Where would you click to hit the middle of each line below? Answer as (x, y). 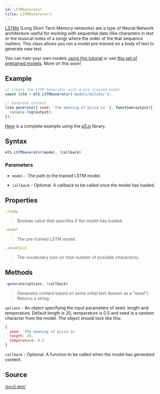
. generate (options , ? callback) (37, 284)
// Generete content (26, 103)
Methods (19, 272)
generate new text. (24, 49)
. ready (12, 212)
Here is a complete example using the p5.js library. (56, 126)
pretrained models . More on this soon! (43, 63)
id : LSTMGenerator (24, 9)
